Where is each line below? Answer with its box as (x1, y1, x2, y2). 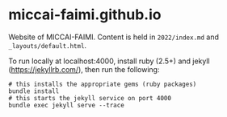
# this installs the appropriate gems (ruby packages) (8, 80, 197, 88)
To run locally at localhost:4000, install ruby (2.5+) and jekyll (8, 56, 210, 66)
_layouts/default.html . (8, 40, 87, 50)
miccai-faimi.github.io (8, 6, 162, 24)
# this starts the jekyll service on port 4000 (8, 94, 172, 102)
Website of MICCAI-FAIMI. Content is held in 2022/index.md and (8, 32, 220, 42)
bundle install (8, 87, 60, 95)
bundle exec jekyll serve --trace (8, 101, 125, 109)
